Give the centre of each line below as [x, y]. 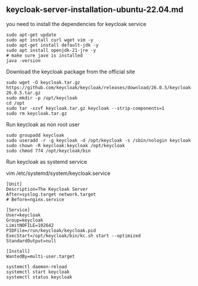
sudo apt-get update [32, 35]
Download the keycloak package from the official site [71, 71]
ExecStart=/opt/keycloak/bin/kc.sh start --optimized [74, 236]
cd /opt [16, 103]
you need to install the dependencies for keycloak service [76, 24]
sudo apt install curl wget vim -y [50, 40]
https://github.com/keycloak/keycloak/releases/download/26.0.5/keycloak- [100, 87]
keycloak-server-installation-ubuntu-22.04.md [95, 10]
